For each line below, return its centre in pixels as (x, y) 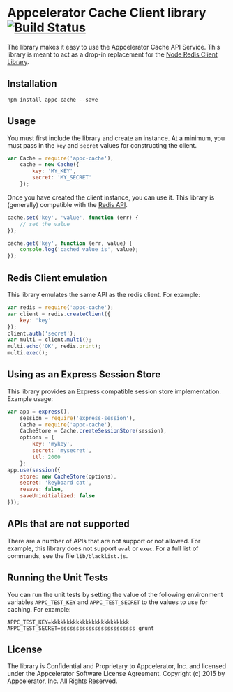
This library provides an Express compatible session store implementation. (114, 391)
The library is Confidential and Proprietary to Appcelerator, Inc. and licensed (117, 666)
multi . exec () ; (28, 353)
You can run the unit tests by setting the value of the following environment (115, 594)
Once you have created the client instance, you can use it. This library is (111, 197)
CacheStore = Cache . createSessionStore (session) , (93, 431)
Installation (32, 84)
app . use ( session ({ (34, 470)
